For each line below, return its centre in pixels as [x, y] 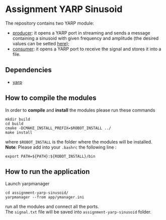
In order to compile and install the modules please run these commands [80, 110]
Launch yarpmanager [27, 184]
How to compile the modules [51, 98]
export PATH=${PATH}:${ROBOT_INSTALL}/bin [50, 156]
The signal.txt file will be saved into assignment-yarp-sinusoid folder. [78, 212]
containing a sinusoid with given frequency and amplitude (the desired [86, 38]
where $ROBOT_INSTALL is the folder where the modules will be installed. [79, 142]
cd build [14, 124]
